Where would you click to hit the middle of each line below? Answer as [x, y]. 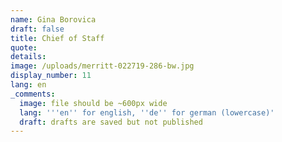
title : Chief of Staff [57, 38]
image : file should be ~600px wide [93, 103]
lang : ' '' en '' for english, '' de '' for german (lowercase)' [147, 112]
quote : [24, 47]
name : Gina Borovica [53, 19]
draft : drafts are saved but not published [111, 122]
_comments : [33, 94]
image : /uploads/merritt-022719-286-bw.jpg [102, 66]
